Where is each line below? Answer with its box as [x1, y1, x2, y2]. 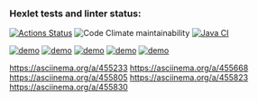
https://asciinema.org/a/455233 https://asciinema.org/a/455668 [9, 62, 249, 74]
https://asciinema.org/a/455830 [9, 82, 128, 93]
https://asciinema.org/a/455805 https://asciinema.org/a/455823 [9, 72, 249, 83]
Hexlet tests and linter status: [9, 7, 142, 20]
